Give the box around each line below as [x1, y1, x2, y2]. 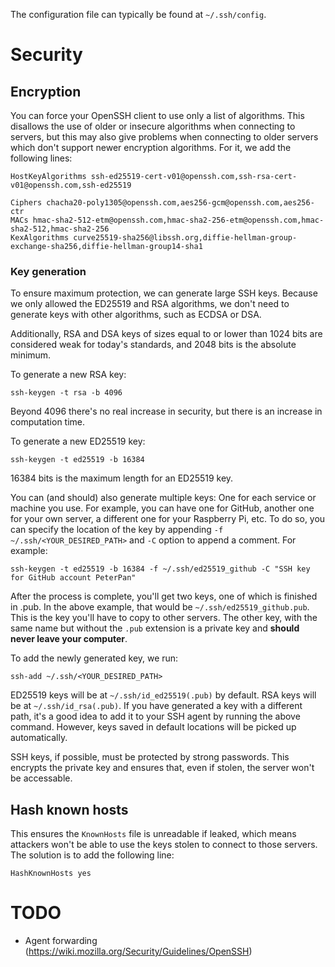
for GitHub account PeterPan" [10, 573, 137, 583]
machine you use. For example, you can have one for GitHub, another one [10, 502, 315, 514]
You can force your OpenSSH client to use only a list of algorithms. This [10, 110, 305, 121]
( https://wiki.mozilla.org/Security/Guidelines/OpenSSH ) [24, 945, 253, 958]
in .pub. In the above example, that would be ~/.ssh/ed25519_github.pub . [10, 601, 310, 613]
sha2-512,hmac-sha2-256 [10, 224, 110, 234]
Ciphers [10, 198, 43, 208]
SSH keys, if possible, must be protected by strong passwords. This [10, 751, 290, 763]
